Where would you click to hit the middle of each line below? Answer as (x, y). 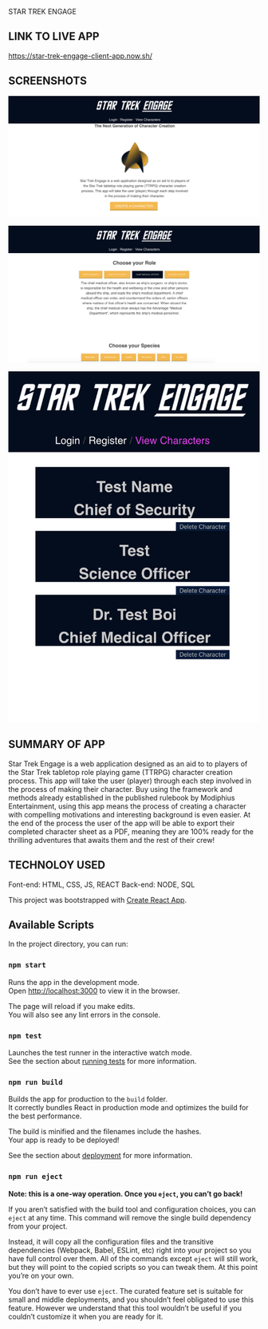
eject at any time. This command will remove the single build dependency (130, 1217)
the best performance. (45, 1116)
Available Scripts (51, 925)
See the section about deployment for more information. (100, 1156)
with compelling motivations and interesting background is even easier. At (130, 814)
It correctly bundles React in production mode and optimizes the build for (128, 1108)
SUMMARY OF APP (57, 744)
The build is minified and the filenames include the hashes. (105, 1132)
